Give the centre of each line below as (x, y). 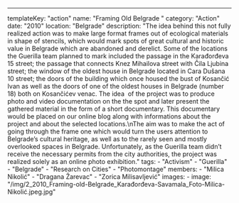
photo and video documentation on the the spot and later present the (108, 101)
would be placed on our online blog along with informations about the (109, 116)
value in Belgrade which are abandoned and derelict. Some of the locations (118, 48)
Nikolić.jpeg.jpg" (32, 192)
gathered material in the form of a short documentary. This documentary (114, 109)
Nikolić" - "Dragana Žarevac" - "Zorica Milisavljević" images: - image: (110, 177)
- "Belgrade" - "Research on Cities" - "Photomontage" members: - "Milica (116, 169)
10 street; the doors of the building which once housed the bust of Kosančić (118, 78)
